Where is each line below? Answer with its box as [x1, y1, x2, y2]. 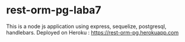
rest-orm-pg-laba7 [6, 3, 102, 17]
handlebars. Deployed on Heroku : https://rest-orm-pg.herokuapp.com [6, 29, 179, 36]
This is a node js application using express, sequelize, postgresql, [6, 23, 167, 30]
